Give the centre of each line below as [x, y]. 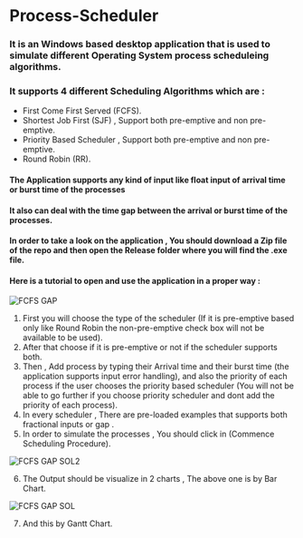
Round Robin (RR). [57, 159]
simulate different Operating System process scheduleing [139, 55]
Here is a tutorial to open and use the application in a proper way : [135, 280]
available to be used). [62, 337]
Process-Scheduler [84, 16]
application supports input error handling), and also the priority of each [155, 377]
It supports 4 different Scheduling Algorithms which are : [137, 92]
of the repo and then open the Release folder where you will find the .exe [148, 250]
